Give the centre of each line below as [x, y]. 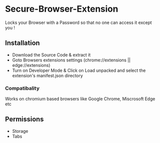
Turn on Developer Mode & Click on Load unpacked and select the [79, 70]
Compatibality [22, 88]
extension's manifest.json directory [47, 75]
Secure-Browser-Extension [62, 9]
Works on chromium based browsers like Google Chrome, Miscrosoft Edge [80, 99]
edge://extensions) [31, 65]
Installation [22, 43]
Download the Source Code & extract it [51, 55]
